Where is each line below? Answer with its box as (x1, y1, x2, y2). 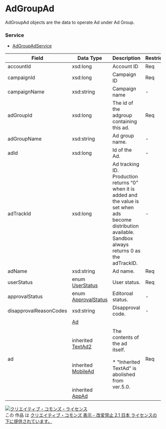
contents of (112, 334, 139, 341)
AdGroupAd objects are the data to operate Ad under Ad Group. (5, 19, 135, 25)
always (112, 241, 129, 248)
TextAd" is (112, 365, 137, 372)
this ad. (112, 124, 129, 131)
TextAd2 (72, 343, 92, 350)
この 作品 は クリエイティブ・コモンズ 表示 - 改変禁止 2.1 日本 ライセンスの (5, 412, 157, 418)
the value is (112, 198, 139, 205)
